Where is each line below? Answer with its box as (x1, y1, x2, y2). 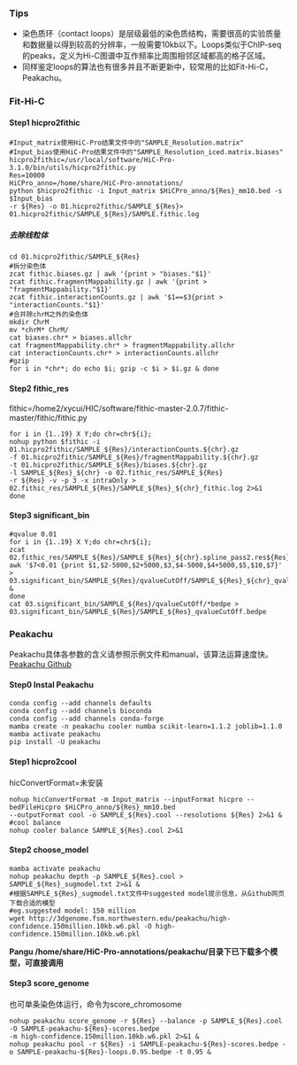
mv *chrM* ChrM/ (9, 326, 69, 335)
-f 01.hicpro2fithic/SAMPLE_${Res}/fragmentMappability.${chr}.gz (9, 453, 259, 462)
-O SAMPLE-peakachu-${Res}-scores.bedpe (9, 1024, 161, 1033)
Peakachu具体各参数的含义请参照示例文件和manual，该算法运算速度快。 (9, 649, 274, 660)
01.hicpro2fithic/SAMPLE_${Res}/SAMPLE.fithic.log (9, 210, 200, 219)
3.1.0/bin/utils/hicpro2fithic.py (9, 163, 137, 173)
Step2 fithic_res (9, 383, 69, 393)
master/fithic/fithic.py (9, 412, 88, 423)
